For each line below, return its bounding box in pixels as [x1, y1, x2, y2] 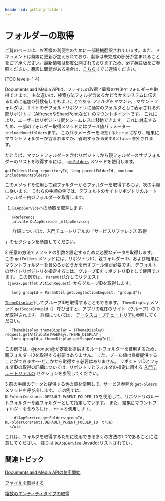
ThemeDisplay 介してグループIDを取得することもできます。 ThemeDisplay [5, 299, 149, 305]
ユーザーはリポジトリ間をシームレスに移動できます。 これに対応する [18, 117, 157, 123]
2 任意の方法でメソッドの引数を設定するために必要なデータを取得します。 [5, 249, 156, 255]
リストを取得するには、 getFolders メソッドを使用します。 [18, 158, 137, 164]
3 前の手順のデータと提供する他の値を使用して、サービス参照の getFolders [5, 381, 157, 387]
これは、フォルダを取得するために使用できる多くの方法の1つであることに [5, 433, 154, 439]
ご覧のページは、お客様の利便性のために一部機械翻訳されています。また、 [5, 47, 156, 53]
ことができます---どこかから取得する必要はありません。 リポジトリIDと [5, 358, 150, 364]
